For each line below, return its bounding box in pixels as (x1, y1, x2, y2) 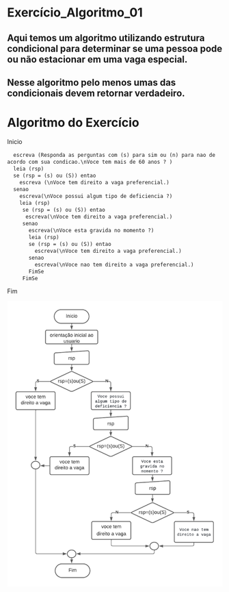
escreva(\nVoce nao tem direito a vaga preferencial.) (34, 261, 194, 268)
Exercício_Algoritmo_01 (7, 5, 144, 21)
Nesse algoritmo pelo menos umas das (7, 77, 176, 88)
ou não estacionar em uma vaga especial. (7, 53, 188, 65)
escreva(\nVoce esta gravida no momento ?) (28, 227, 154, 234)
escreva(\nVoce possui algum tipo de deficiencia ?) (19, 193, 173, 199)
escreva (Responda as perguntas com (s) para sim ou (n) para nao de (13, 151, 215, 158)
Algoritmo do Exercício (7, 115, 139, 131)
